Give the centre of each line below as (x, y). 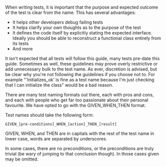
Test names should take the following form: (49, 115)
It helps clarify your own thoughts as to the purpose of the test (77, 27)
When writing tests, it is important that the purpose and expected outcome (82, 7)
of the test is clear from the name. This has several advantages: (71, 12)
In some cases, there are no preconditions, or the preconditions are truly (80, 148)
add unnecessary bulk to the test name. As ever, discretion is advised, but (81, 69)
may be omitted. (22, 159)
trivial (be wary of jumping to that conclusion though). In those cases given (82, 154)
